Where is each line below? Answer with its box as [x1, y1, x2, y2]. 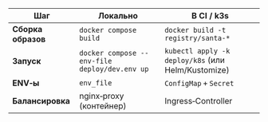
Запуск [12, 56, 41, 66]
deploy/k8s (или [164, 55, 225, 65]
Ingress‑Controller [164, 96, 233, 106]
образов [12, 33, 46, 45]
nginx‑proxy [79, 91, 124, 101]
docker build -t [164, 26, 227, 34]
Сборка [12, 24, 43, 34]
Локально [98, 10, 138, 21]
